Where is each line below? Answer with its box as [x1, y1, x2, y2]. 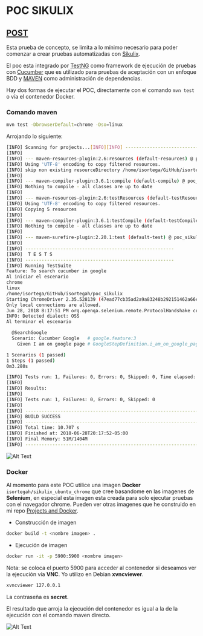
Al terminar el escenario [6, 319, 71, 325]
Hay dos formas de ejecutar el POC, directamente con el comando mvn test [6, 87, 195, 94]
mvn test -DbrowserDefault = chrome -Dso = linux [6, 122, 123, 128]
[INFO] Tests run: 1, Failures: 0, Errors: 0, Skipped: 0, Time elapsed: [6, 374, 196, 380]
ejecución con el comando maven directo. [6, 611, 111, 618]
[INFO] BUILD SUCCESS [6, 413, 61, 419]
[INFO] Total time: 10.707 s [6, 425, 80, 431]
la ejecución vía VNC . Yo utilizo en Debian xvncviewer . [6, 570, 144, 578]
